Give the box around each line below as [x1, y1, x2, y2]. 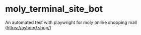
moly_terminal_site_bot [5, 3, 103, 15]
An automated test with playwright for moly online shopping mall [5, 19, 137, 25]
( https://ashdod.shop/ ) [5, 24, 52, 30]
